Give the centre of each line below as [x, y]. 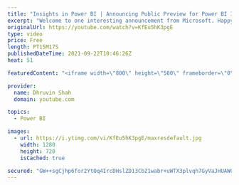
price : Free [25, 41]
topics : [19, 112]
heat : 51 [20, 60]
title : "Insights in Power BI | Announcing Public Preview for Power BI [117, 14]
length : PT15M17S [33, 47]
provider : [22, 86]
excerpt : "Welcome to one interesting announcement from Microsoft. [111, 21]
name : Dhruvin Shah [43, 92]
